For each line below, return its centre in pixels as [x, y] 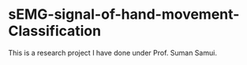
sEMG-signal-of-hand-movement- [124, 14]
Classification [54, 31]
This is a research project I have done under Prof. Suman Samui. [112, 52]
